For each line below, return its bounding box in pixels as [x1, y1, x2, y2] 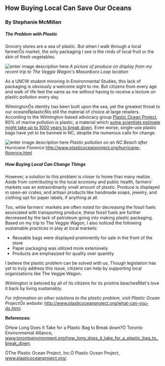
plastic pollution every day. [5, 94, 60, 100]
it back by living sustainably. [5, 285, 63, 291]
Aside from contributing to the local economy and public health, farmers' [5, 179, 153, 185]
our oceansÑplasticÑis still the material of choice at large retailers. [5, 109, 140, 115]
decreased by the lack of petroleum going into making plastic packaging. [5, 215, 153, 221]
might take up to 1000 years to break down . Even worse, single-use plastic [5, 124, 157, 130]
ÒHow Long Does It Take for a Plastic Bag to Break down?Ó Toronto [5, 325, 143, 330]
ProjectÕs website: [5, 300, 43, 306]
